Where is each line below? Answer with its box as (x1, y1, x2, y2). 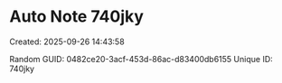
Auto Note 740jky (9, 6, 145, 27)
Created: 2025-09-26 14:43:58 (9, 36, 125, 47)
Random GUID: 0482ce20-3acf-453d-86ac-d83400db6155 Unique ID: (9, 53, 273, 64)
